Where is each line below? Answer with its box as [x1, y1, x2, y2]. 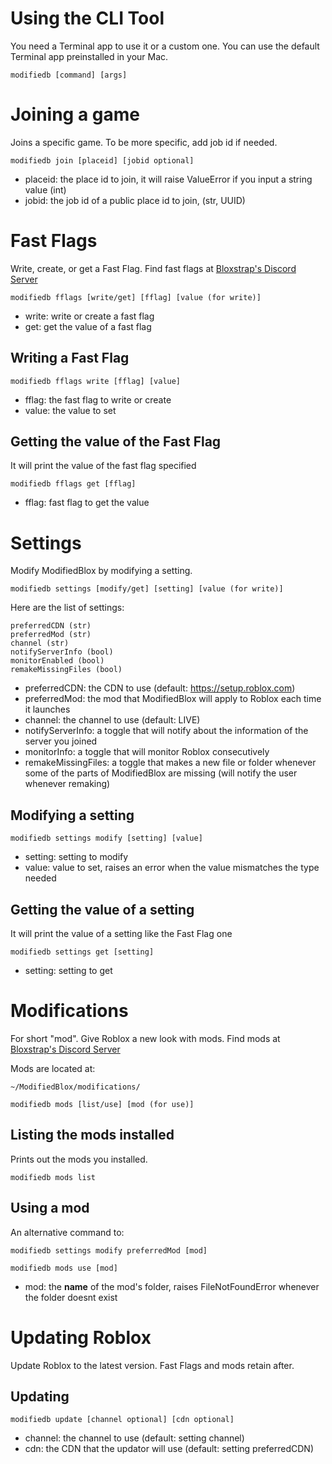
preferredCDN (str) [10, 621, 92, 631]
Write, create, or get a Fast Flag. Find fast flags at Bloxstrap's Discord [10, 262, 297, 274]
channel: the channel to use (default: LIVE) [24, 714, 201, 726]
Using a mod [10, 1200, 90, 1217]
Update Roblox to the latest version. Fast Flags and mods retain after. [10, 1359, 295, 1371]
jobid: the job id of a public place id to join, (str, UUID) [24, 194, 246, 206]
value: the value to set [24, 404, 117, 416]
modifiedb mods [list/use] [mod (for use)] [10, 1099, 195, 1109]
